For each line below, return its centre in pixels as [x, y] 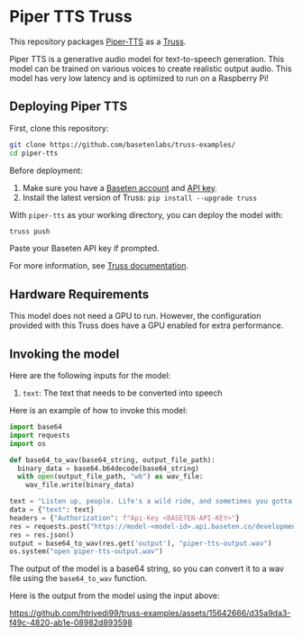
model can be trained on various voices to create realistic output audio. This [151, 68]
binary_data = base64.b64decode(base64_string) [109, 468]
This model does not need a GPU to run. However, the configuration [135, 316]
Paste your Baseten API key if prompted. [84, 249]
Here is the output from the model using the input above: [115, 595]
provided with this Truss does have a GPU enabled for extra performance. [147, 325]
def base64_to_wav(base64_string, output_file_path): [113, 460]
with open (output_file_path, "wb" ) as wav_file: [110, 477]
